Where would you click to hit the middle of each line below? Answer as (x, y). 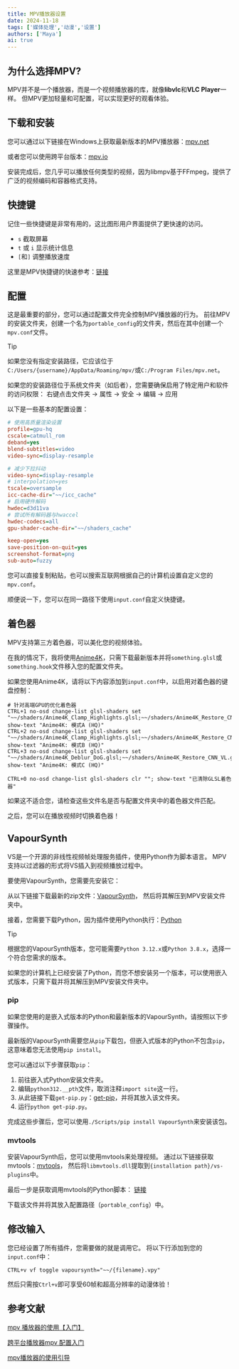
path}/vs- (209, 1166)
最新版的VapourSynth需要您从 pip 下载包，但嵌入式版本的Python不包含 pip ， (118, 1040)
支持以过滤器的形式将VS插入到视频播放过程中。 (77, 865)
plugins (19, 1175)
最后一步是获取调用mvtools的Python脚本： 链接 (77, 1190)
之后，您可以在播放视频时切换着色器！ (63, 816)
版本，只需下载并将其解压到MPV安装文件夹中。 (83, 981)
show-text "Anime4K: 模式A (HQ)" (56, 725)
